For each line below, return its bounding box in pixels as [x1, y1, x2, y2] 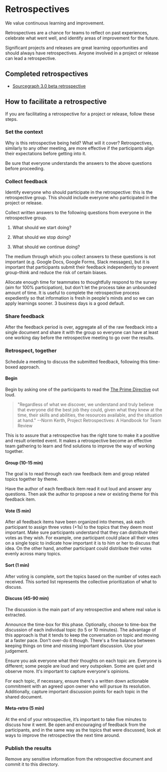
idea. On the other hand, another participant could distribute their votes [5, 545, 152, 551]
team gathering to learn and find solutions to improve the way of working [5, 443, 155, 449]
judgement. [5, 648, 29, 654]
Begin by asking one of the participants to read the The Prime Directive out [5, 386, 159, 392]
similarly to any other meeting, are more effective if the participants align [5, 145, 155, 151]
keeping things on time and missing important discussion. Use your [5, 643, 144, 649]
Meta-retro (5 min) [5, 705, 45, 711]
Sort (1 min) [5, 562, 30, 568]
